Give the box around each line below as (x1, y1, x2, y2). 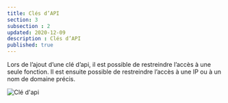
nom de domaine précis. (7, 75, 75, 83)
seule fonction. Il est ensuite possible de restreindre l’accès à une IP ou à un (7, 68, 221, 76)
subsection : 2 (7, 23, 51, 29)
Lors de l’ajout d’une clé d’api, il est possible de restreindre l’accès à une (7, 61, 211, 68)
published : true (7, 42, 53, 48)
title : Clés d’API (7, 10, 60, 17)
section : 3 (7, 16, 38, 23)
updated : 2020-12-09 (7, 29, 66, 36)
